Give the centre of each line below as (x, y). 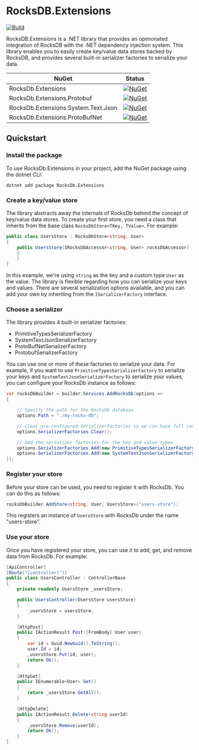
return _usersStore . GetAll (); (65, 693)
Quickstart (26, 138)
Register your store (34, 474)
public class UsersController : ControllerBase (66, 578)
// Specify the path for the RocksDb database (75, 410)
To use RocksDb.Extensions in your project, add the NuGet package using (96, 168)
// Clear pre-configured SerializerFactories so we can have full (100, 426)
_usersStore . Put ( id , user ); (62, 654)
